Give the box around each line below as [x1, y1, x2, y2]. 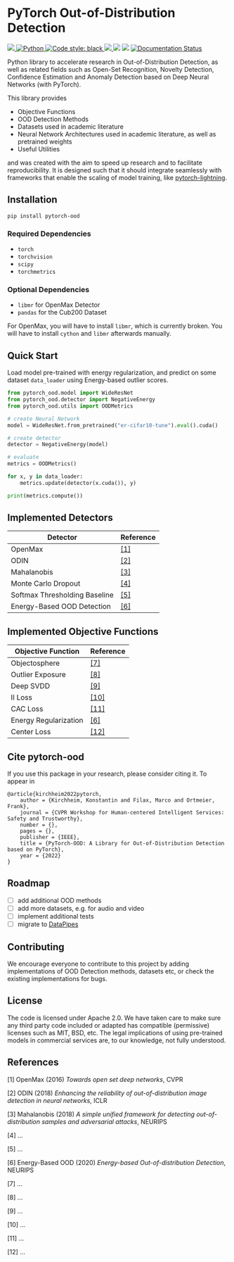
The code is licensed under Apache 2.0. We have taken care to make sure [7, 1014, 221, 1022]
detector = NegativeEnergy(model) [7, 441, 109, 448]
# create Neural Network [7, 415, 80, 422]
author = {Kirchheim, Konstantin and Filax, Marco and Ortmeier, [20, 797, 216, 804]
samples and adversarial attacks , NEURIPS [41, 1117, 167, 1125]
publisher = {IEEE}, [20, 834, 80, 841]
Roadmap [7, 878, 51, 890]
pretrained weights [17, 137, 72, 146]
